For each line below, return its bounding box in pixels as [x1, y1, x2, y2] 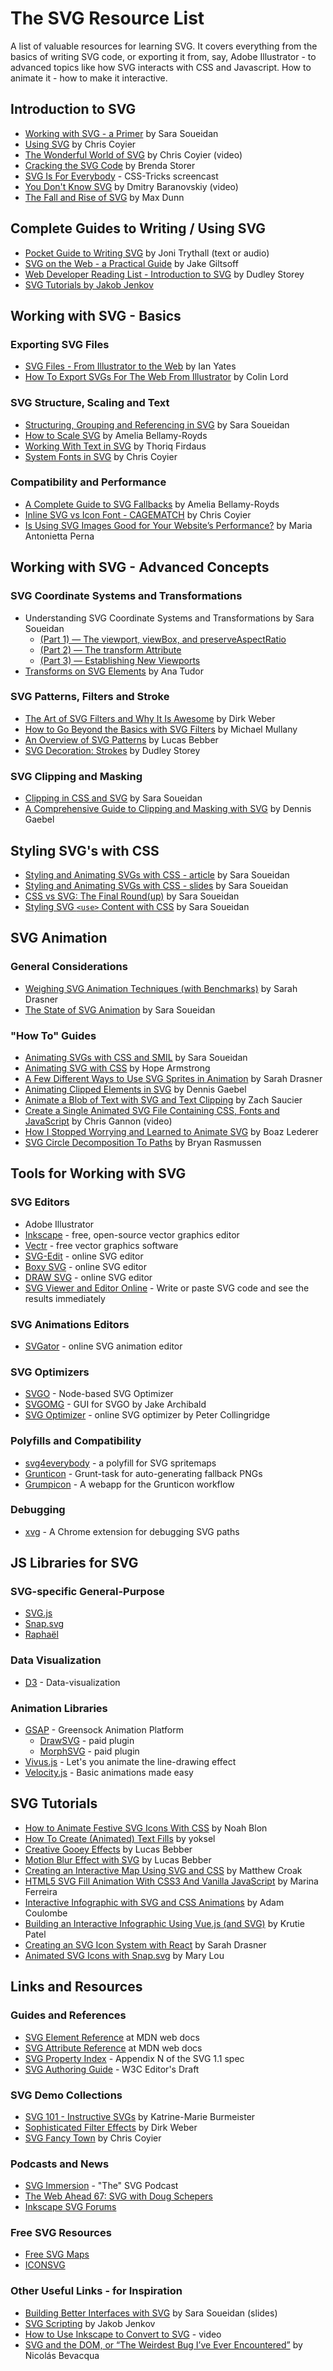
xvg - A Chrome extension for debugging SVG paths [24, 1525, 240, 1537]
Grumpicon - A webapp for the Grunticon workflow [24, 1478, 235, 1490]
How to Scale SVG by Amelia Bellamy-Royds [24, 429, 208, 441]
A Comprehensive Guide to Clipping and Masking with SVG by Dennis [24, 803, 312, 815]
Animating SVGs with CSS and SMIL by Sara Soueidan [24, 1051, 248, 1063]
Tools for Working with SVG [10, 1165, 187, 1182]
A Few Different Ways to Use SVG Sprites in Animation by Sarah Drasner [24, 1072, 323, 1084]
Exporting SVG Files [10, 337, 110, 351]
